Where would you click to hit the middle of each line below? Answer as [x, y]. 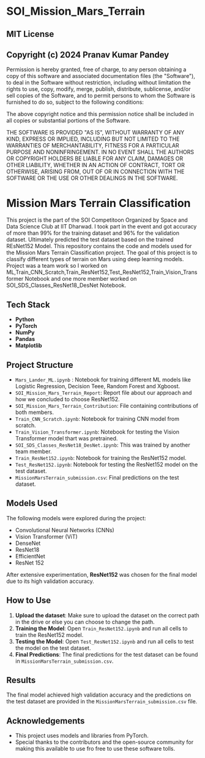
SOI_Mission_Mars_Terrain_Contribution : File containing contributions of [107, 405]
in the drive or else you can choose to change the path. [85, 622]
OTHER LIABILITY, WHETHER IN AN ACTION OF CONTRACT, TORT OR [95, 165]
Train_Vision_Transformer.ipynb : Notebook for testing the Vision [97, 432]
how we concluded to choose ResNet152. [68, 399]
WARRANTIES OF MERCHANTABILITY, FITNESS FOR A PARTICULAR [93, 146]
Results [21, 680]
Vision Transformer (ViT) [46, 536]
